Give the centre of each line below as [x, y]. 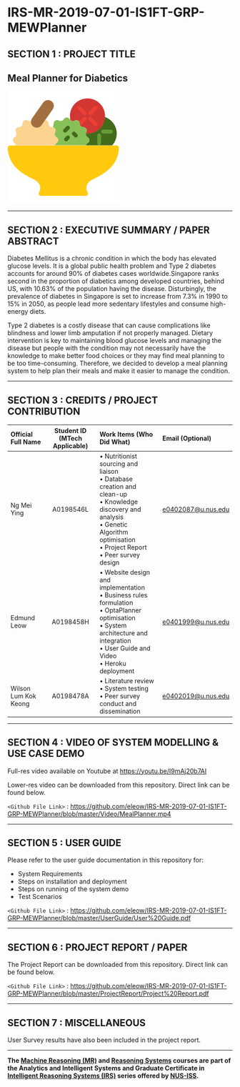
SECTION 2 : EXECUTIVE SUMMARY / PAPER [109, 230]
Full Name [26, 442]
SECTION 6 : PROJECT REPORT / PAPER [97, 947]
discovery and [120, 509]
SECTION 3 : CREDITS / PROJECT [83, 400]
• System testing [124, 689]
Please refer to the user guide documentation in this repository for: [105, 860]
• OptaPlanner [120, 610]
